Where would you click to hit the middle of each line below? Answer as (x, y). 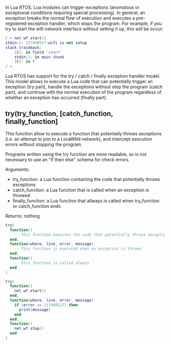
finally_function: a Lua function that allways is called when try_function (86, 201)
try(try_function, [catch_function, (59, 113)
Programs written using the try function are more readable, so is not (76, 154)
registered (16, 23)
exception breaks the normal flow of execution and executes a (70, 18)
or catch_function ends (37, 206)
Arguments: (17, 169)
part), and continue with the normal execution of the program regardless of (83, 92)
